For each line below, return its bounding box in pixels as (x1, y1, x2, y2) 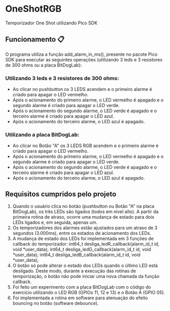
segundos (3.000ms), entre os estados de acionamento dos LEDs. (12, 230, 151, 236)
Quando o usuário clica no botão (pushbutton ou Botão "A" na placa (12, 203, 155, 210)
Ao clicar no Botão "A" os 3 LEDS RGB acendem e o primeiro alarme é (12, 143, 159, 149)
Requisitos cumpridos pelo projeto (5, 190, 117, 198)
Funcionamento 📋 (5, 35, 65, 44)
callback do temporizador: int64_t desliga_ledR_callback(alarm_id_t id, (12, 241, 160, 247)
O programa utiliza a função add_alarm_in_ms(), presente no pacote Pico (5, 51, 158, 57)
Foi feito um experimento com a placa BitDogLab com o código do (12, 284, 151, 290)
